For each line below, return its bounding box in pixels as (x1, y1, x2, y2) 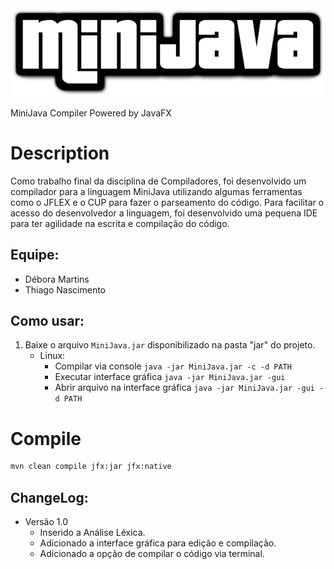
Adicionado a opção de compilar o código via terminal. (39, 547, 265, 559)
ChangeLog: (10, 489, 89, 506)
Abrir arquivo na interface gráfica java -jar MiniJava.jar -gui (54, 382, 315, 394)
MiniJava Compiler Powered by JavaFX (10, 107, 172, 119)
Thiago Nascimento (24, 283, 107, 296)
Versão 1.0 (24, 515, 68, 527)
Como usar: (10, 312, 85, 329)
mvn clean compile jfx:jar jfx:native (10, 462, 172, 472)
